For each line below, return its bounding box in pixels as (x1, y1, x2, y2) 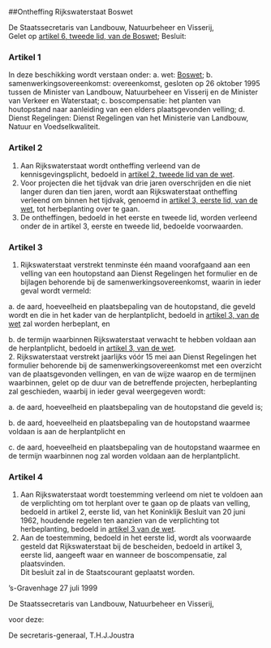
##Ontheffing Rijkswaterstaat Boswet (8, 7, 133, 16)
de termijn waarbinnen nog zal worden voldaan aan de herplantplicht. (8, 450, 241, 460)
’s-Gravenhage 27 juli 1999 (8, 583, 98, 593)
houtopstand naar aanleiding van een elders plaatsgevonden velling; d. (8, 105, 245, 115)
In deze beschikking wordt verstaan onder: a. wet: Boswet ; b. (8, 70, 213, 80)
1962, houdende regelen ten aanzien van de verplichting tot (19, 515, 220, 525)
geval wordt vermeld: (19, 285, 92, 295)
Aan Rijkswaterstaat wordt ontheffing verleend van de (19, 160, 200, 170)
